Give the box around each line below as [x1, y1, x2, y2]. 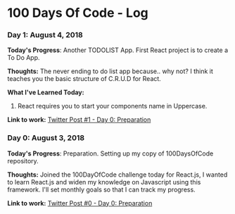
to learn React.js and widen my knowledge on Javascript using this [7, 177, 201, 186]
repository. [7, 156, 39, 165]
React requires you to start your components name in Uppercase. [17, 102, 208, 111]
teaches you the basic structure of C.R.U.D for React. [7, 75, 162, 83]
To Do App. [7, 53, 40, 62]
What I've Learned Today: [7, 88, 84, 96]
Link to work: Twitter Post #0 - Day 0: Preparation [7, 199, 153, 207]
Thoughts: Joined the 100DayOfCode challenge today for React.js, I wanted [7, 170, 228, 179]
